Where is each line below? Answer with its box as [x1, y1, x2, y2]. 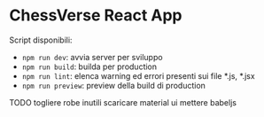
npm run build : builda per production [21, 61, 158, 72]
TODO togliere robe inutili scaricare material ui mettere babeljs [9, 97, 237, 107]
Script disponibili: [9, 35, 73, 45]
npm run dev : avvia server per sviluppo [21, 51, 163, 62]
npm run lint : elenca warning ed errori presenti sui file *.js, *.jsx [21, 70, 255, 81]
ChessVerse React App [9, 5, 183, 26]
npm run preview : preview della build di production [21, 80, 206, 90]
